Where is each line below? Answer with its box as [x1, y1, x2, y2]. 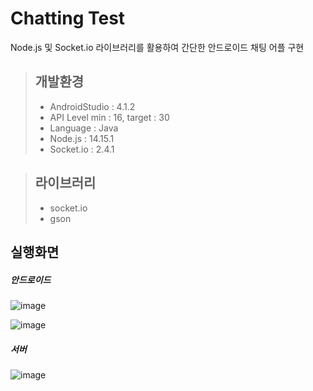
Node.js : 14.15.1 [49, 132, 115, 144]
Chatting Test [10, 7, 126, 30]
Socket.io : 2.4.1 [49, 143, 115, 155]
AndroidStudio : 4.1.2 [49, 100, 136, 112]
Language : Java [49, 122, 119, 134]
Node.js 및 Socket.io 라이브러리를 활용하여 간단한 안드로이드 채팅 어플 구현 [10, 41, 305, 53]
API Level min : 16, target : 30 [49, 111, 170, 123]
